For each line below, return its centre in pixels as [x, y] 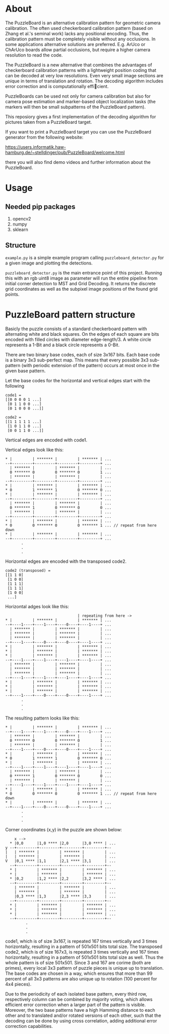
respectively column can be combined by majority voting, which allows [79, 999]
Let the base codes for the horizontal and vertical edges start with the [78, 380]
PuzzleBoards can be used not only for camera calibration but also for [78, 96]
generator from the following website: [44, 137]
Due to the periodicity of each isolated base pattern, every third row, [76, 994]
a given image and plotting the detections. [49, 263]
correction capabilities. [29, 1026]
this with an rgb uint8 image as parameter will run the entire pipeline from [81, 278]
